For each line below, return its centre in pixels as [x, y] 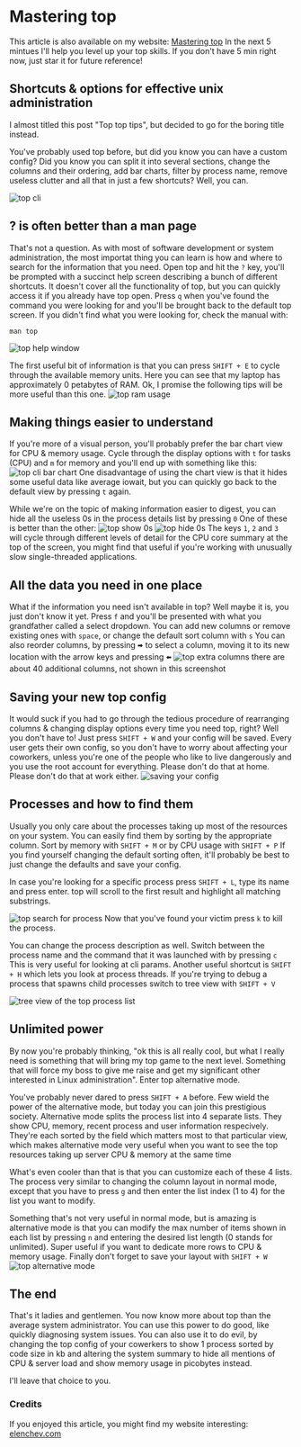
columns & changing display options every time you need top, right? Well [144, 728]
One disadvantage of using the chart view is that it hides [183, 472]
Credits [26, 1404]
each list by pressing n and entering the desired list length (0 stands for [141, 1237]
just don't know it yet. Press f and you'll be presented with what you [136, 616]
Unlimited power [57, 1029]
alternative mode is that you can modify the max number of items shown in [148, 1227]
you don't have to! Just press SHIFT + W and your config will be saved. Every [150, 738]
